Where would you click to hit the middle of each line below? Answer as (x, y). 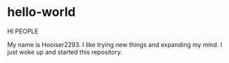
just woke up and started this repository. (65, 52)
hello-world (42, 12)
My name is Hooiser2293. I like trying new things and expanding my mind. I (115, 44)
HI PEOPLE (23, 31)
